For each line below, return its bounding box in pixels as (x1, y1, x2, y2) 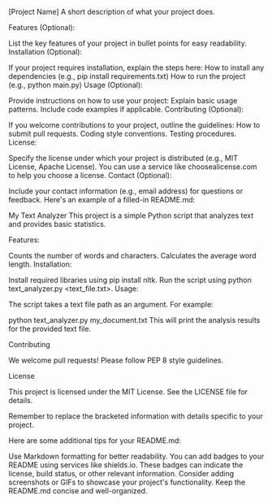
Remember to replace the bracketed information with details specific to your (8, 411, 264, 421)
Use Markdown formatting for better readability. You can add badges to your (8, 451, 265, 461)
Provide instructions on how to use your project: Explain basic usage (8, 96, 238, 105)
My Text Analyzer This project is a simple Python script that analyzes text (8, 211, 254, 220)
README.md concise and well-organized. (8, 486, 148, 495)
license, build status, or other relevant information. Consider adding (8, 469, 235, 478)
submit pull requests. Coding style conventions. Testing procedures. (8, 129, 237, 138)
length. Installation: (8, 259, 72, 269)
